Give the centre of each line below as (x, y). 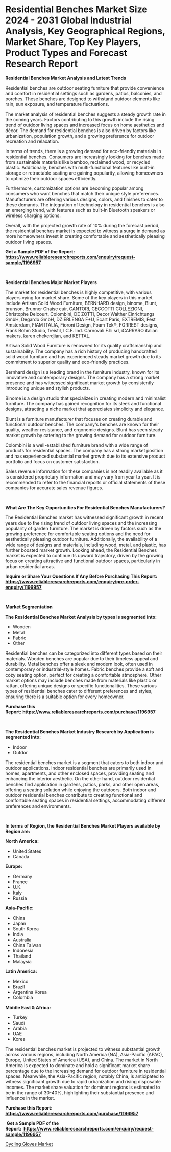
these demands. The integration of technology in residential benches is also (85, 204)
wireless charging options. (33, 215)
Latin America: (21, 971)
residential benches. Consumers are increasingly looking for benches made (85, 157)
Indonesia (23, 950)
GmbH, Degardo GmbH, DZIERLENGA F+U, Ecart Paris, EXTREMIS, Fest (80, 319)
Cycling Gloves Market (29, 1144)
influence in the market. (30, 1098)
